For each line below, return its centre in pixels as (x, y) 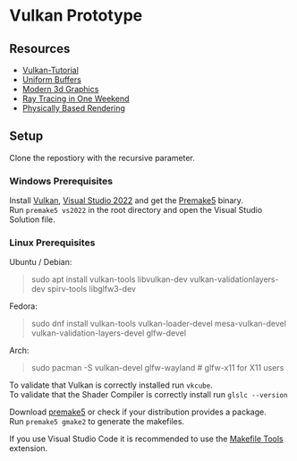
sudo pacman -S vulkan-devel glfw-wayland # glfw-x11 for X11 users (157, 368)
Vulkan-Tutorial (50, 70)
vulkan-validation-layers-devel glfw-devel (108, 333)
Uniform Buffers (52, 80)
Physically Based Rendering (73, 108)
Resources (40, 49)
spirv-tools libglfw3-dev (92, 289)
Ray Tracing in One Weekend (76, 98)
